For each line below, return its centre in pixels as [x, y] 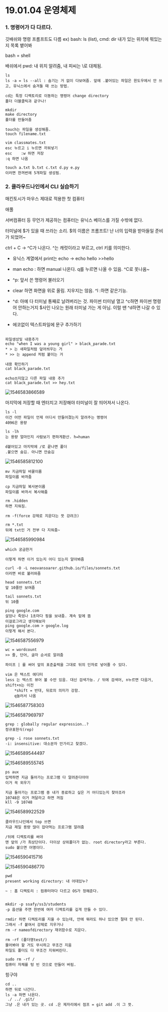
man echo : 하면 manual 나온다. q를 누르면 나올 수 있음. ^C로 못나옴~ [81, 269]
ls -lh [12, 431]
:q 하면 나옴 [17, 159]
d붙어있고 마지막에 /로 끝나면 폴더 [36, 447]
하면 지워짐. [16, 506]
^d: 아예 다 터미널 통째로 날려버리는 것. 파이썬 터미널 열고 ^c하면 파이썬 [82, 301]
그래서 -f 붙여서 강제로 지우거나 [34, 924]
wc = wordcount [21, 649]
